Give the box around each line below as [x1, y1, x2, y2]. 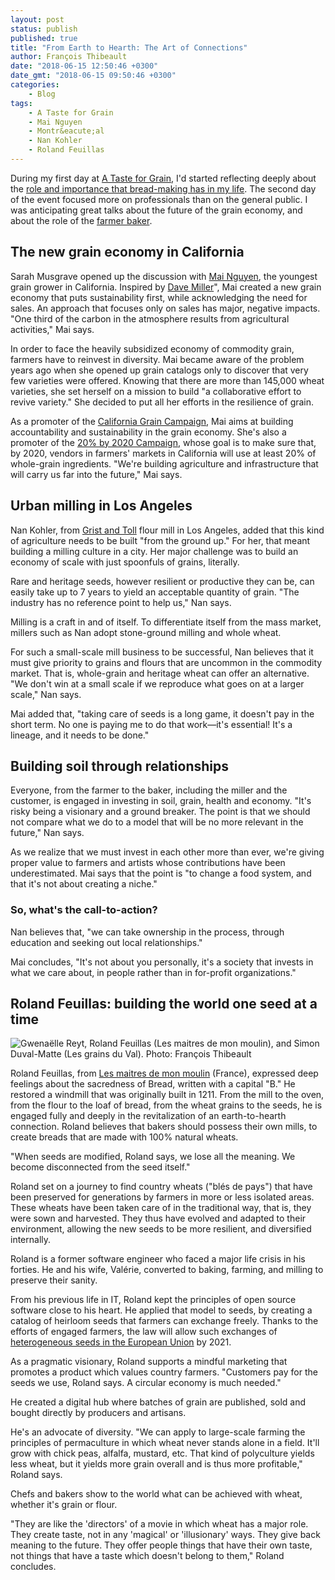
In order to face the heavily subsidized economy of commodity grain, [10, 342, 295, 355]
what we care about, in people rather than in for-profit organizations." [10, 966, 297, 978]
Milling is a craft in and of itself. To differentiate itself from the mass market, [10, 616, 322, 628]
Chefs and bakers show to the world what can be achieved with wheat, [10, 1488, 303, 1500]
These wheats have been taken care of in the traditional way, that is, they [10, 1202, 312, 1214]
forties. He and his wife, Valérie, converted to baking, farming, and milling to [10, 1264, 324, 1276]
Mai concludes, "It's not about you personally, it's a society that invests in [10, 956, 314, 968]
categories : [10, 80, 60, 90]
